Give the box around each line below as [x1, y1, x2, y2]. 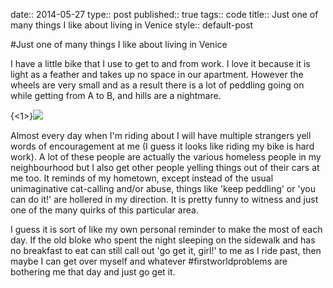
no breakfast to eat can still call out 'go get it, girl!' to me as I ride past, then [10, 245, 322, 256]
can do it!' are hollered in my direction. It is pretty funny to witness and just [10, 194, 319, 205]
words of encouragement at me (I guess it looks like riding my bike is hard [10, 140, 315, 152]
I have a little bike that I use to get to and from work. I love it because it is [10, 58, 311, 69]
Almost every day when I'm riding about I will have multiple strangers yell [10, 130, 312, 141]
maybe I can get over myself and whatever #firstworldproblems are [10, 255, 288, 267]
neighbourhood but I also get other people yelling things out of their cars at [10, 162, 320, 173]
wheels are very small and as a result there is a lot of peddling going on [10, 79, 305, 91]
